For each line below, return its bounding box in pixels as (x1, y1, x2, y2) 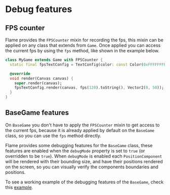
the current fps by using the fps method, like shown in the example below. (5, 48, 160, 53)
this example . (5, 184, 33, 190)
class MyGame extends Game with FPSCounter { (5, 57, 103, 62)
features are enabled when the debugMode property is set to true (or (5, 148, 145, 154)
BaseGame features (5, 108, 69, 117)
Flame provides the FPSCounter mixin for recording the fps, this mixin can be (5, 37, 163, 43)
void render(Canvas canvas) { (10, 76, 73, 81)
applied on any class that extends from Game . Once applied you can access (5, 42, 161, 48)
